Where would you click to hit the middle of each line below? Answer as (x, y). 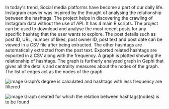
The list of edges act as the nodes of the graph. (55, 72)
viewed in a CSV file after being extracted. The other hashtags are (74, 45)
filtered (13, 87)
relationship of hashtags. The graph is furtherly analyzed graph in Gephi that (84, 61)
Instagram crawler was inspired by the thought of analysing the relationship (83, 13)
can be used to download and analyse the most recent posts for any (76, 29)
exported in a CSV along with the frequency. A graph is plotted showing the (83, 56)
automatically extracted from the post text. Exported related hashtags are (81, 50)
